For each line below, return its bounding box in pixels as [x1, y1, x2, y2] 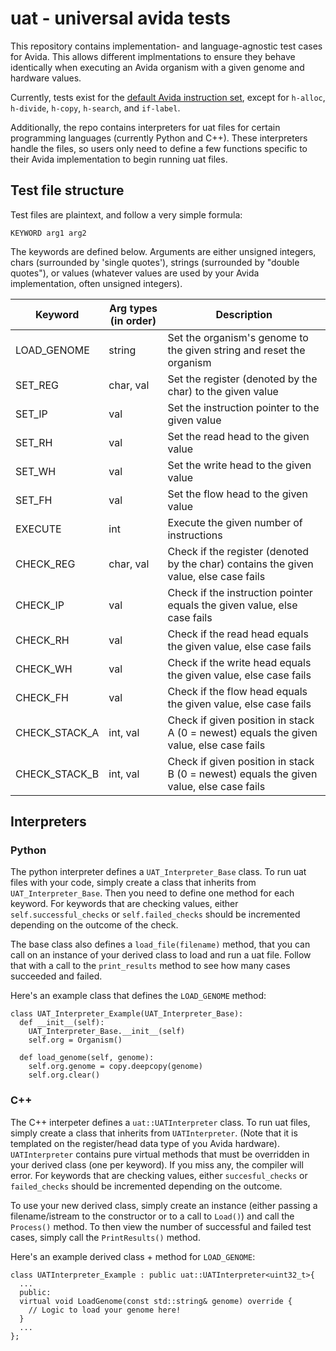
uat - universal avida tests [10, 7, 232, 30]
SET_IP [15, 407, 48, 421]
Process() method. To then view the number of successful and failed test [10, 1220, 312, 1232]
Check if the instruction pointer [167, 585, 313, 599]
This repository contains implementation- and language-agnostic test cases [10, 40, 323, 52]
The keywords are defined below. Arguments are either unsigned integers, [10, 245, 317, 257]
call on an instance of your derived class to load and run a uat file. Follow [10, 949, 312, 961]
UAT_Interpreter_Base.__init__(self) [28, 1027, 186, 1037]
